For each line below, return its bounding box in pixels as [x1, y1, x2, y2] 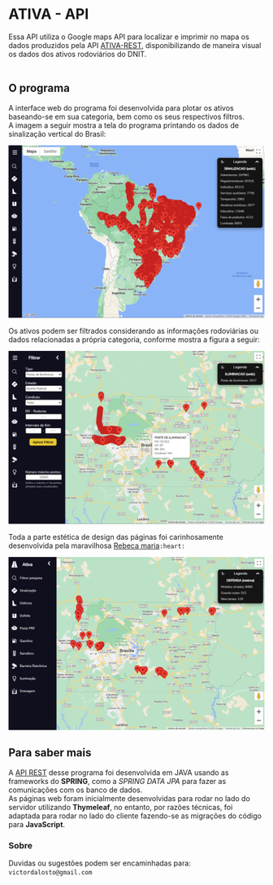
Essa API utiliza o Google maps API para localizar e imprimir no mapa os [8, 32, 249, 42]
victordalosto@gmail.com [8, 869, 93, 877]
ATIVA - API [8, 5, 89, 24]
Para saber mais [8, 746, 92, 760]
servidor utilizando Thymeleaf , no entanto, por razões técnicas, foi [8, 802, 233, 812]
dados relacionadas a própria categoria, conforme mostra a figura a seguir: [8, 335, 260, 344]
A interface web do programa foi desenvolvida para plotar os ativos [8, 103, 234, 112]
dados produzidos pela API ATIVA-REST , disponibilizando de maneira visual [8, 40, 262, 50]
